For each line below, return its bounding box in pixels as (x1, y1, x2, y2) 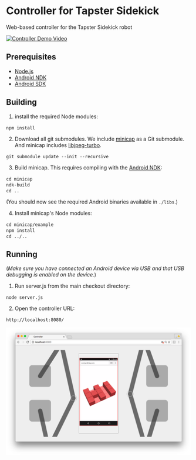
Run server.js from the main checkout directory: (14, 282, 130, 289)
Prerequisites (6, 52, 56, 62)
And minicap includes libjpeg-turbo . (14, 141, 102, 148)
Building (6, 97, 37, 107)
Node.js (14, 68, 34, 75)
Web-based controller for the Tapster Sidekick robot (6, 24, 133, 31)
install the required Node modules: (14, 113, 99, 120)
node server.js (6, 295, 43, 301)
